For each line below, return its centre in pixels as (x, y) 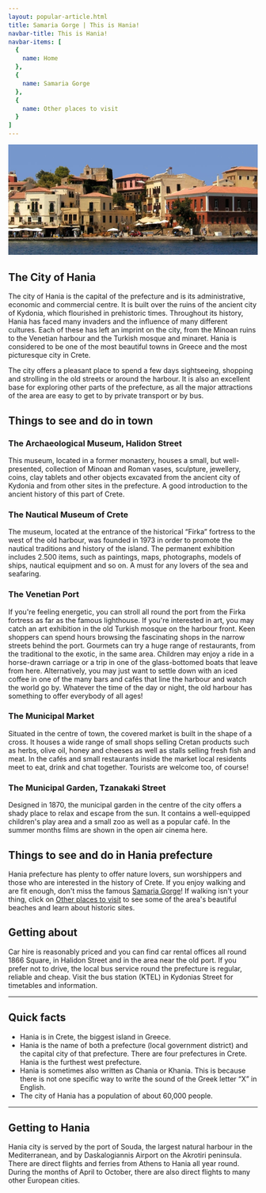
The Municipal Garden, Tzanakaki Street (87, 788)
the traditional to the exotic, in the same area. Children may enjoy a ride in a (131, 654)
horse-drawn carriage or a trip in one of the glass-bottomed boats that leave (133, 662)
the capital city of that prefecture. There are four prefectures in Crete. (133, 1054)
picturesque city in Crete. (49, 355)
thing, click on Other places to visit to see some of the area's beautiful (123, 899)
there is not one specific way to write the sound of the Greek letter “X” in (138, 1079)
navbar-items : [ (35, 42)
